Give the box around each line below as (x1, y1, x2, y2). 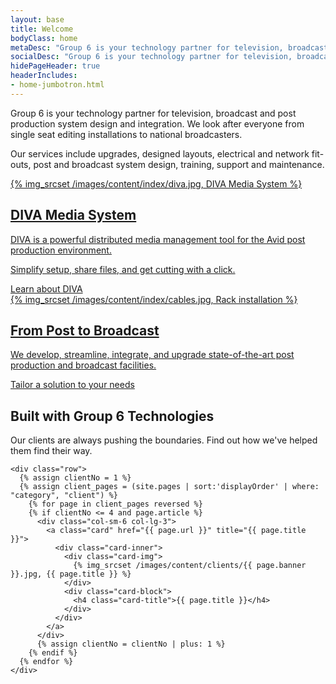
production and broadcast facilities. (10, 359, 157, 371)
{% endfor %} (19, 657, 74, 667)
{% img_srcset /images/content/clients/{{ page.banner (73, 561, 307, 571)
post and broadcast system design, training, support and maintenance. (33, 158, 325, 170)
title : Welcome (10, 24, 74, 34)
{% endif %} (28, 648, 78, 658)
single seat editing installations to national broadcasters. (10, 128, 243, 140)
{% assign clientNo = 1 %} (19, 473, 132, 483)
